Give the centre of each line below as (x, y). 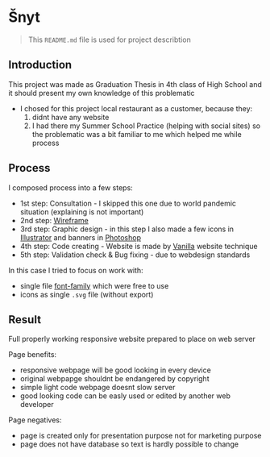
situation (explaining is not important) (82, 212)
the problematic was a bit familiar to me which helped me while (137, 134)
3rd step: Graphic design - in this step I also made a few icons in (127, 229)
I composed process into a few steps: (71, 187)
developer (37, 405)
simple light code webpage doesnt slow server (98, 388)
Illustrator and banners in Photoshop (80, 237)
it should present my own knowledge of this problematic (102, 93)
